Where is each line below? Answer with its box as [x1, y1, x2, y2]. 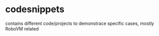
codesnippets [5, 4, 65, 15]
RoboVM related [5, 25, 39, 31]
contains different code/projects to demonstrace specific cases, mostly [5, 20, 154, 26]
